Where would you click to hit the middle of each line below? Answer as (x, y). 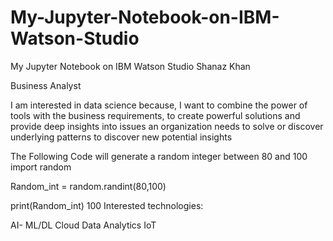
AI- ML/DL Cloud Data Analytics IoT (83, 225)
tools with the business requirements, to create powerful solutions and (155, 115)
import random (41, 167)
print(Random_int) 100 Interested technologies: (107, 205)
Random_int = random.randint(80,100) (88, 186)
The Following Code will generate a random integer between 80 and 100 (159, 156)
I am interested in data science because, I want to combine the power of (159, 105)
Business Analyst (46, 85)
